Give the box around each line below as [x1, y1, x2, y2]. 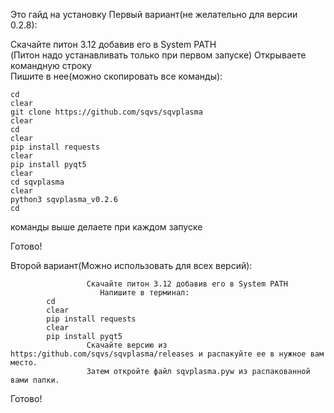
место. [10, 358, 38, 368]
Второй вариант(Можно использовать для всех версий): [10, 260, 253, 271]
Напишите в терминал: [99, 288, 190, 298]
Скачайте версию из [86, 340, 168, 350]
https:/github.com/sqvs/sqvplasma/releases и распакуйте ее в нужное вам [10, 349, 325, 359]
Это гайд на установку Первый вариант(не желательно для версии [10, 9, 298, 20]
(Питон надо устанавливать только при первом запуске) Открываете [10, 49, 307, 61]
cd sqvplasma [10, 177, 65, 187]
